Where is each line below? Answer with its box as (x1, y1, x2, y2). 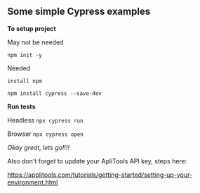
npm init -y (7, 51, 42, 58)
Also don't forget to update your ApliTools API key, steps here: (7, 156, 187, 165)
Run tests (7, 102, 36, 111)
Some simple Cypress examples (7, 6, 151, 18)
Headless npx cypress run (7, 116, 84, 124)
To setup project (7, 24, 56, 32)
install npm (7, 77, 42, 85)
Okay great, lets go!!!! (7, 143, 70, 151)
